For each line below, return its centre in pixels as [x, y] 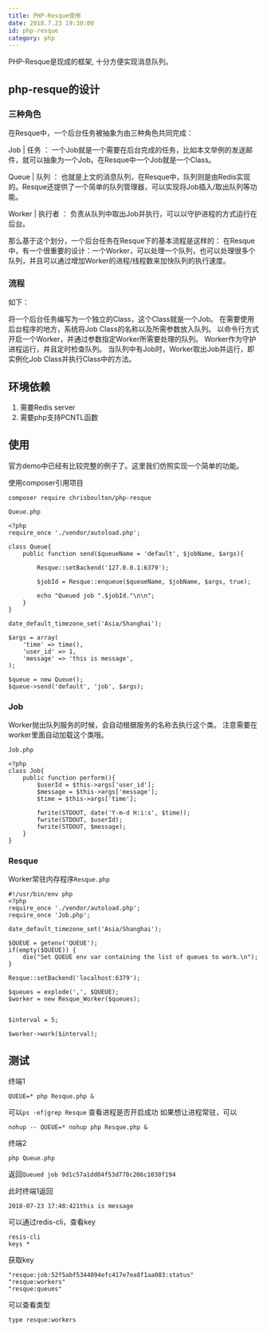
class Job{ [26, 771]
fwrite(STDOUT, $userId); [80, 820]
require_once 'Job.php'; [49, 915]
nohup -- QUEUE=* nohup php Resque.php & [78, 1128]
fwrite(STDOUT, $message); [82, 827]
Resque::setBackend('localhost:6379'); [75, 978]
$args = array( [33, 637]
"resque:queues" [35, 1289]
